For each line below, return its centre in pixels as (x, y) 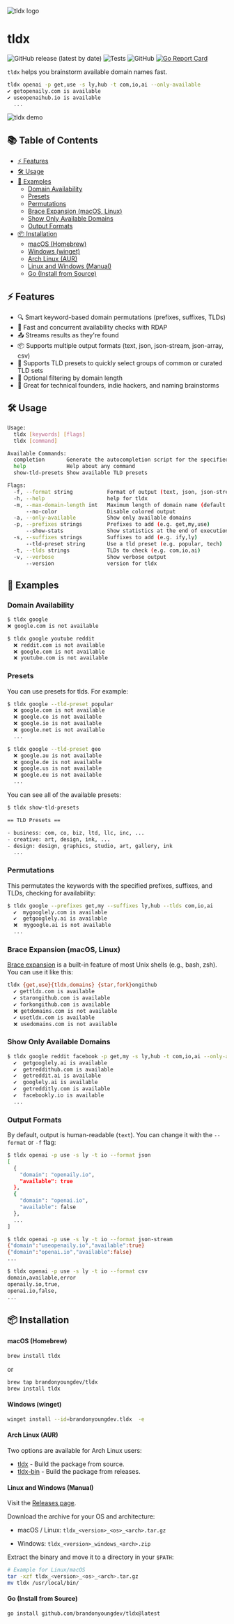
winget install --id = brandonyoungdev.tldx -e (76, 1419)
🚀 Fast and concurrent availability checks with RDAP (92, 328)
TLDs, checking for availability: (52, 893)
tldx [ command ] (36, 441)
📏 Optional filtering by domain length (70, 378)
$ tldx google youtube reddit (51, 638)
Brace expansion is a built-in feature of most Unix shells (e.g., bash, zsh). (112, 965)
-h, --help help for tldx (81, 498)
